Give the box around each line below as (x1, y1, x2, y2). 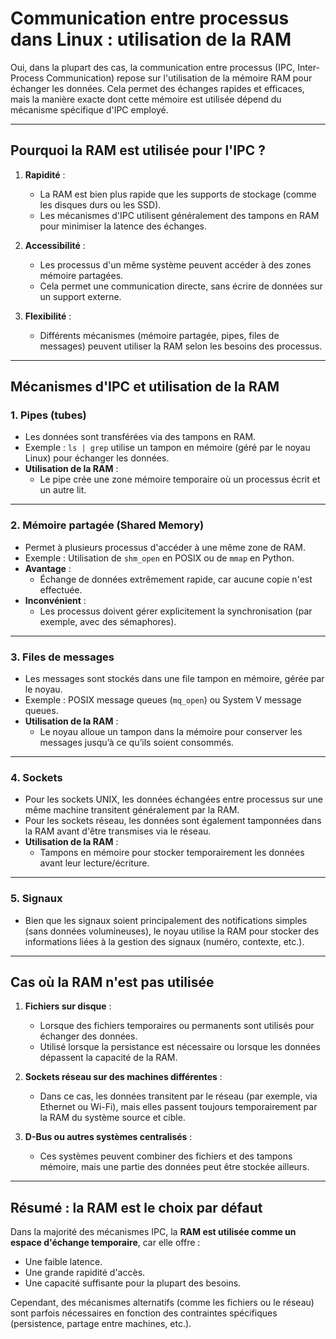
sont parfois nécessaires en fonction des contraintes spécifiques (10, 1307, 278, 1319)
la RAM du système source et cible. (39, 1112, 186, 1124)
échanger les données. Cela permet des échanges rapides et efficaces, (10, 82, 305, 94)
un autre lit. (39, 484, 87, 496)
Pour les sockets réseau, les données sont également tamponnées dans (24, 815, 322, 827)
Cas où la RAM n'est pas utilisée (10, 974, 215, 991)
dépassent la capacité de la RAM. (39, 1052, 178, 1064)
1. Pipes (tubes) (10, 408, 87, 422)
